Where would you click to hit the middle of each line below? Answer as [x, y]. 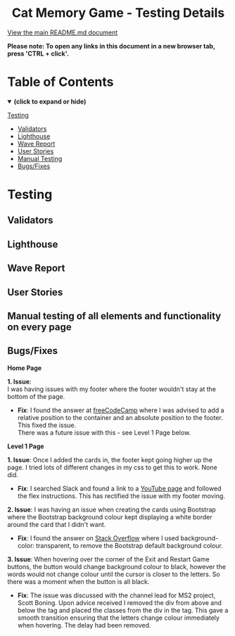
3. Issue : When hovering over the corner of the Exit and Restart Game [108, 559]
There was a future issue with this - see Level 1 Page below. [104, 432]
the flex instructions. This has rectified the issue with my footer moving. [121, 496]
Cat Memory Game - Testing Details [118, 13]
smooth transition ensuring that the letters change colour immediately [119, 618]
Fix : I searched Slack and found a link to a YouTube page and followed [119, 488]
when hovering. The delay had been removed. [84, 625]
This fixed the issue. [47, 425]
